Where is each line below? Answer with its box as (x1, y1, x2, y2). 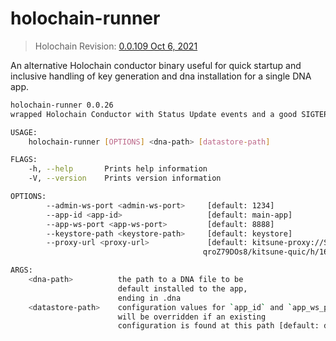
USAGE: (10, 127, 38, 137)
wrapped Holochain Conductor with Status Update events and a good (10, 109, 298, 119)
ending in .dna (117, 293, 182, 303)
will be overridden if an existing (117, 312, 267, 322)
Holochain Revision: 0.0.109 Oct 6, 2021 (34, 40, 198, 52)
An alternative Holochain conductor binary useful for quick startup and (10, 59, 302, 71)
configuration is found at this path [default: (117, 321, 320, 331)
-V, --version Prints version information (28, 173, 222, 184)
